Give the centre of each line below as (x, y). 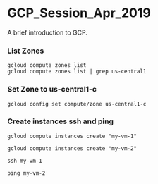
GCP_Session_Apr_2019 (79, 13)
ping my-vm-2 (26, 173)
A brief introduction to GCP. (48, 32)
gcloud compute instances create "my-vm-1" (72, 136)
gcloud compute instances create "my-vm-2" (72, 148)
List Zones (26, 51)
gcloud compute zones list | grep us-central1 (77, 72)
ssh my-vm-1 (25, 161)
